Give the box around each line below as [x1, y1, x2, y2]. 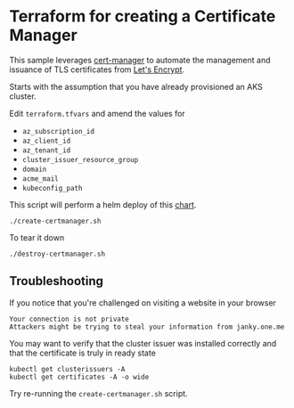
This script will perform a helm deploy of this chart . [9, 199, 197, 210]
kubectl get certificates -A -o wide [9, 372, 150, 381]
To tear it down [9, 232, 65, 242]
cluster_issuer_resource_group [21, 155, 139, 164]
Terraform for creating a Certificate [9, 6, 276, 27]
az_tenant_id [21, 145, 71, 155]
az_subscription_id [21, 126, 95, 135]
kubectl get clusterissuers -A [9, 364, 126, 373]
